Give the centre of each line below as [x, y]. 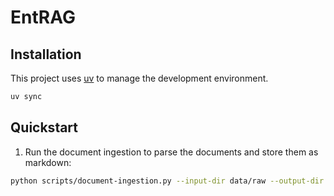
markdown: [48, 162]
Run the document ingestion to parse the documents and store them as [171, 152]
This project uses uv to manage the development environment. [139, 78]
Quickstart [44, 127]
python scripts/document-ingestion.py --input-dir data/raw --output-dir [167, 181]
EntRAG [43, 17]
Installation [46, 54]
